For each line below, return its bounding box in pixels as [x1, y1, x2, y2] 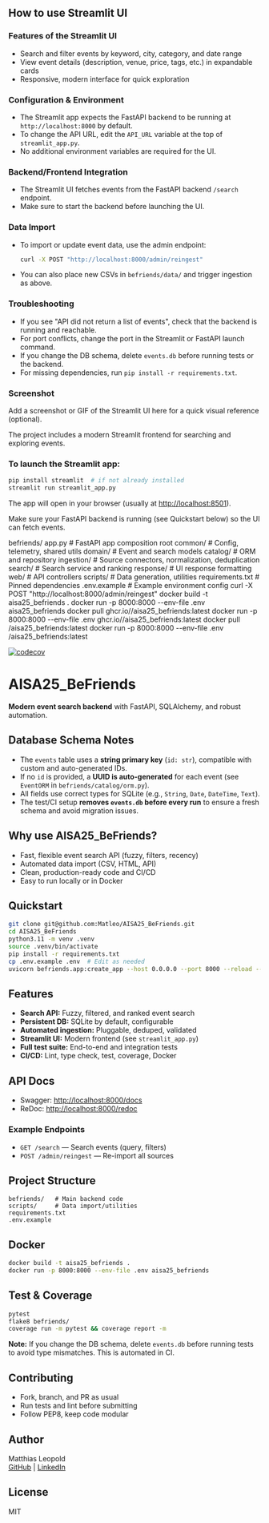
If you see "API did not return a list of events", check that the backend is [19, 316, 258, 326]
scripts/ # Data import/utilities [8, 1202, 138, 1211]
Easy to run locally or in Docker [19, 876, 123, 885]
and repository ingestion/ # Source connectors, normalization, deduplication [8, 555, 260, 565]
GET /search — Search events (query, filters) [19, 1142, 167, 1152]
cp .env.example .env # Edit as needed [8, 957, 146, 965]
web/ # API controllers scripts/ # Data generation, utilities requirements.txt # [8, 572, 260, 582]
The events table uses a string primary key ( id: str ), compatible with [19, 755, 252, 764]
